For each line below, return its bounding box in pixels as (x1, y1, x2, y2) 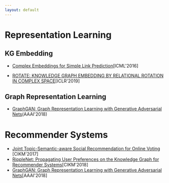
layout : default (5, 7, 39, 13)
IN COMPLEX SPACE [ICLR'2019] (12, 78, 80, 84)
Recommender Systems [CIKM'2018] (12, 162, 88, 168)
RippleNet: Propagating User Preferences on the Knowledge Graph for (12, 156, 159, 162)
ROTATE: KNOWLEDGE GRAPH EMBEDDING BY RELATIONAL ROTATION (12, 72, 164, 78)
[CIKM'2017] (12, 151, 39, 157)
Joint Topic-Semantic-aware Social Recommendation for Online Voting (12, 146, 160, 152)
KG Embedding (5, 49, 53, 58)
